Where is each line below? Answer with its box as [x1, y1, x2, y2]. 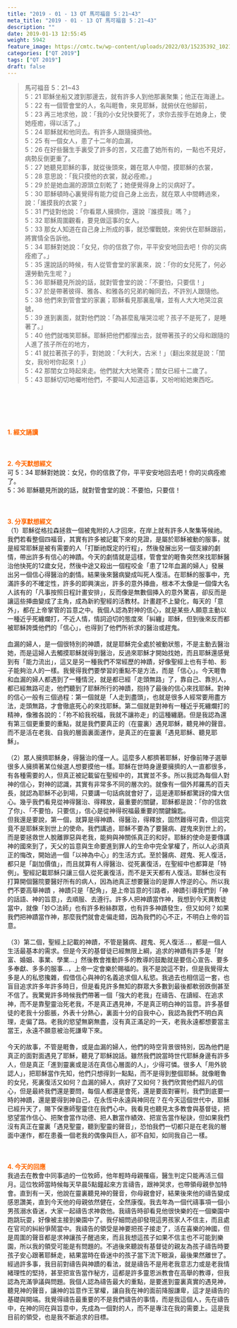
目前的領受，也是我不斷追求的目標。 [7, 1312, 113, 1321]
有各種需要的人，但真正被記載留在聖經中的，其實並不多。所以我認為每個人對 [7, 770, 230, 779]
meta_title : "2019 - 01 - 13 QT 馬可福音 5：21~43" [7, 17, 157, 24]
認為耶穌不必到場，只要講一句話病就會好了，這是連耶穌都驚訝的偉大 [25, 788, 224, 797]
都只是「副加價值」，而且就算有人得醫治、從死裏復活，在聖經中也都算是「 [7, 859, 221, 867]
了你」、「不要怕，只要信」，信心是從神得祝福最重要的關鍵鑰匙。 [7, 806, 190, 814]
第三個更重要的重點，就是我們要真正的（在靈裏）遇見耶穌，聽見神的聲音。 [13, 719, 230, 727]
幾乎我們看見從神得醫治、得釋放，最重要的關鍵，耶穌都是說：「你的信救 [19, 797, 227, 806]
